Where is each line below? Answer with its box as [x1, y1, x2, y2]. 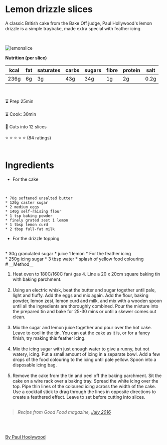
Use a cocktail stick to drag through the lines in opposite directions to [12, 389, 156, 395]
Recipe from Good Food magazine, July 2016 [17, 409, 111, 415]
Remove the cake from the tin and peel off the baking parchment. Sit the [12, 373, 162, 379]
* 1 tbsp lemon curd [5, 222, 49, 227]
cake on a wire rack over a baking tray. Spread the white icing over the [12, 378, 159, 384]
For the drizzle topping [12, 235, 60, 241]
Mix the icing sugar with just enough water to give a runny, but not [12, 346, 149, 352]
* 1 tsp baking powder [5, 213, 53, 218]
